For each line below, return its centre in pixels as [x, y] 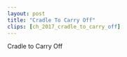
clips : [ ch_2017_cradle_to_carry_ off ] [64, 26]
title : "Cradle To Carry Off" [52, 20]
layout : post [26, 14]
